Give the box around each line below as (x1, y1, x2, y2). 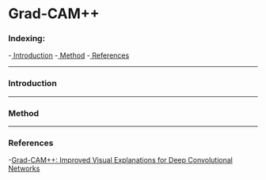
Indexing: (8, 33, 46, 44)
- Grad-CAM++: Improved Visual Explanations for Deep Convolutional (8, 156, 234, 165)
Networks (8, 163, 40, 174)
